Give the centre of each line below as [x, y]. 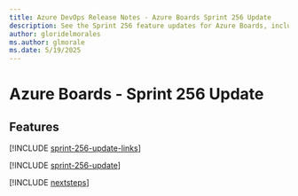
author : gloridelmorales [55, 34]
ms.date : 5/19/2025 [45, 51]
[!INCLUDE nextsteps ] [50, 183]
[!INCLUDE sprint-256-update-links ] [75, 148]
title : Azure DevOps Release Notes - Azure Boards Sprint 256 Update [141, 17]
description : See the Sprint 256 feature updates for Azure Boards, [138, 26]
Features [34, 126]
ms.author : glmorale [47, 42]
